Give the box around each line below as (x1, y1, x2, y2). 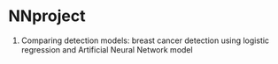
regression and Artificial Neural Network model (20, 44, 193, 54)
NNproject (8, 6, 86, 26)
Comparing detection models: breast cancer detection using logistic (20, 35, 270, 46)
